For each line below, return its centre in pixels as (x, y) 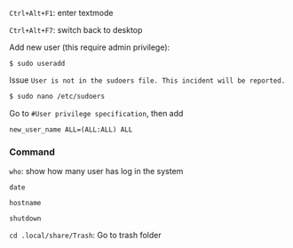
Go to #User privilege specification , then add (96, 113)
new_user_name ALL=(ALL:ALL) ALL (71, 129)
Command (32, 152)
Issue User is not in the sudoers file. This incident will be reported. (147, 80)
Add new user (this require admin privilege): (90, 47)
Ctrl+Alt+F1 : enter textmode (61, 13)
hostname (25, 204)
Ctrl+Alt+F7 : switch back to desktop (76, 30)
